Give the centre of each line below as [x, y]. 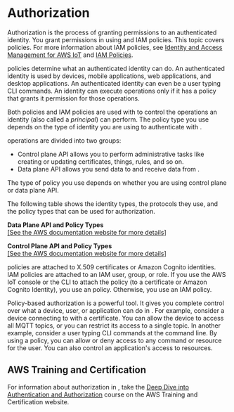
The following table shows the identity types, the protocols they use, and [113, 204]
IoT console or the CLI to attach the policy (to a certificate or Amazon [107, 282]
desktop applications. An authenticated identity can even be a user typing [114, 83]
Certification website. [38, 401]
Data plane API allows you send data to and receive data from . [109, 169]
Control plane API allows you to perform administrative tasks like [111, 154]
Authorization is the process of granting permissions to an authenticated [112, 32]
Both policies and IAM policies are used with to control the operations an [112, 112]
